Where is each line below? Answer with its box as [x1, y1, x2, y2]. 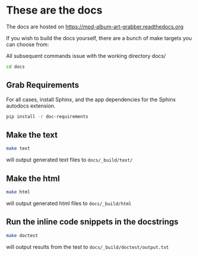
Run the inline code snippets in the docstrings [6, 217, 179, 227]
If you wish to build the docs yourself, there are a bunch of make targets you [6, 34, 192, 41]
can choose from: [6, 41, 49, 48]
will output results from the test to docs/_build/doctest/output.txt [6, 243, 170, 250]
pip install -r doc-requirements [6, 114, 89, 119]
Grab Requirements [6, 80, 80, 90]
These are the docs [6, 4, 103, 17]
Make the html [6, 173, 60, 183]
